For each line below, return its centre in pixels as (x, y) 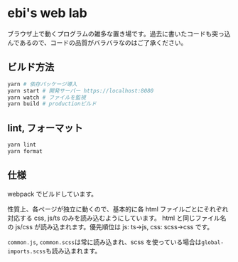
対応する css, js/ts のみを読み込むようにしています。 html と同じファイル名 (117, 218)
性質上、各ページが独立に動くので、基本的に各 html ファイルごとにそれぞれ (118, 209)
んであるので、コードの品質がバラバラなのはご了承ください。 (97, 42)
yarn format (25, 151)
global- (212, 242)
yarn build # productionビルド (52, 104)
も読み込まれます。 (73, 251)
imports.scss (27, 251)
